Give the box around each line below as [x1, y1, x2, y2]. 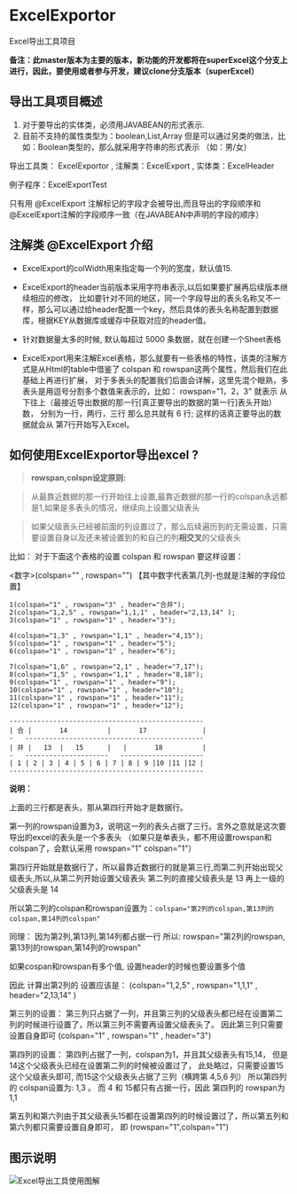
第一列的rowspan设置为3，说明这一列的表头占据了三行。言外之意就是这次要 [9, 821, 286, 831]
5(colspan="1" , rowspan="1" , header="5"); [9, 639, 176, 648]
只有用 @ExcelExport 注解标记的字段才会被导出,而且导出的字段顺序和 [9, 198, 262, 208]
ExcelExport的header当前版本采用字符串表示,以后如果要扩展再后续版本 [21, 281, 281, 293]
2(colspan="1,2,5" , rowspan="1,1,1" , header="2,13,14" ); [9, 608, 237, 617]
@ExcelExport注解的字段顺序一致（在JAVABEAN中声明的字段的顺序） [9, 209, 264, 220]
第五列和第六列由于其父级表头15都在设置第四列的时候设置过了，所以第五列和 [9, 1111, 289, 1121]
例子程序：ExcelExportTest [9, 179, 107, 190]
